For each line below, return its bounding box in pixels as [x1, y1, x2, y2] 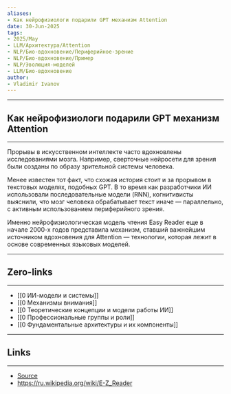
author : [7, 74, 30, 81]
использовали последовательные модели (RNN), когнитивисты [7, 190, 194, 199]
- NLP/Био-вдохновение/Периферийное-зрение [7, 49, 134, 56]
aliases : [7, 10, 32, 17]
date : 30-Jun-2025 [7, 23, 60, 30]
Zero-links [7, 266, 53, 278]
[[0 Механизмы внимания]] [16, 298, 98, 307]
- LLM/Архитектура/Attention [7, 42, 91, 49]
